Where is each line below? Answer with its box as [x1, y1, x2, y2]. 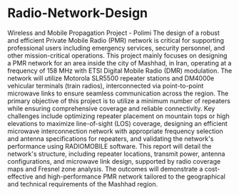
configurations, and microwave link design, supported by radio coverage [7, 157, 221, 165]
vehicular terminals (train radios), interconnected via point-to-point [7, 81, 204, 90]
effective [7, 172, 34, 181]
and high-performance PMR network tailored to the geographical [34, 172, 226, 181]
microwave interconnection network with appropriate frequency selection [7, 127, 223, 135]
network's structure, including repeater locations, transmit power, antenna [7, 149, 225, 158]
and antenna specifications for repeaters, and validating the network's [7, 134, 214, 143]
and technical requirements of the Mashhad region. [7, 179, 158, 188]
